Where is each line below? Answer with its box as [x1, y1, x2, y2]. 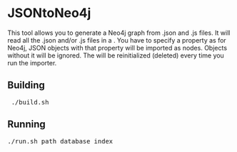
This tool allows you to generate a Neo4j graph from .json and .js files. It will [7, 28, 231, 37]
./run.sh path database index [7, 137, 114, 145]
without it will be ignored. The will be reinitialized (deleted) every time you [7, 51, 225, 60]
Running [7, 119, 46, 131]
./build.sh [11, 98, 49, 106]
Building [7, 80, 45, 92]
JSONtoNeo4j [7, 5, 91, 21]
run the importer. [7, 58, 57, 67]
